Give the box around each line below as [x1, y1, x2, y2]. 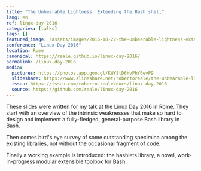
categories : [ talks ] [6, 25, 58, 32]
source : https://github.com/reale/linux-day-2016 [11, 87, 138, 93]
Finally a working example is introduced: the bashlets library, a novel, [6, 151, 176, 158]
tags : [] [6, 31, 28, 37]
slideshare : [11, 75, 42, 81]
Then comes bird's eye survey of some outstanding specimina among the [6, 133, 188, 141]
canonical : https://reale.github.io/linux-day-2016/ [6, 53, 141, 59]
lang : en [6, 14, 28, 20]
